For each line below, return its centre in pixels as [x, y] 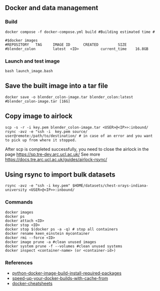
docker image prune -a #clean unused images [51, 242]
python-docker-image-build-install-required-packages [67, 273]
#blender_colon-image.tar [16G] [38, 101]
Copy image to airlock [39, 116]
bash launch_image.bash [29, 71]
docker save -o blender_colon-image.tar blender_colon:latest [69, 97]
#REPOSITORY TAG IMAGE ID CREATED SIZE [66, 45]
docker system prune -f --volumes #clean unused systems [64, 246]
